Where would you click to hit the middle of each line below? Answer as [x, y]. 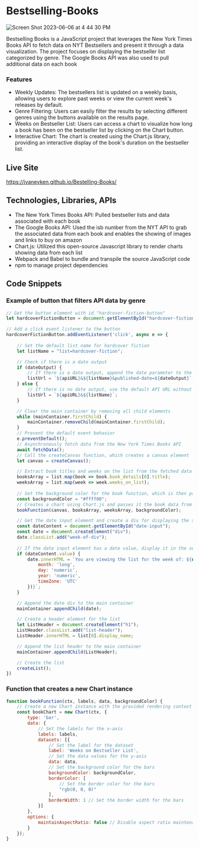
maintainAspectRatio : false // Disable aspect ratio [104, 822]
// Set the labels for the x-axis [80, 728]
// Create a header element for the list [68, 619]
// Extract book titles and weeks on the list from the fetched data [105, 472]
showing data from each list [49, 252]
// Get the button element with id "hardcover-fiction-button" [86, 313]
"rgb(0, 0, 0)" [78, 790]
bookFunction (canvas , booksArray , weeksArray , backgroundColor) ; [99, 510]
